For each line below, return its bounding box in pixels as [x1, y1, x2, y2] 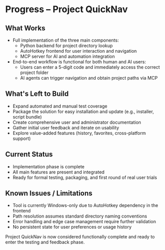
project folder [20, 69, 49, 76]
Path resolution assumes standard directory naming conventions [12, 213, 147, 219]
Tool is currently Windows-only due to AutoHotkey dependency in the [12, 202, 158, 208]
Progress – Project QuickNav [5, 4, 128, 15]
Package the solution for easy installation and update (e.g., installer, [12, 108, 154, 115]
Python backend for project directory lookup [20, 43, 113, 49]
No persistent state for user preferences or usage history [12, 224, 132, 230]
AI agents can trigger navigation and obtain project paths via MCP [20, 75, 158, 81]
